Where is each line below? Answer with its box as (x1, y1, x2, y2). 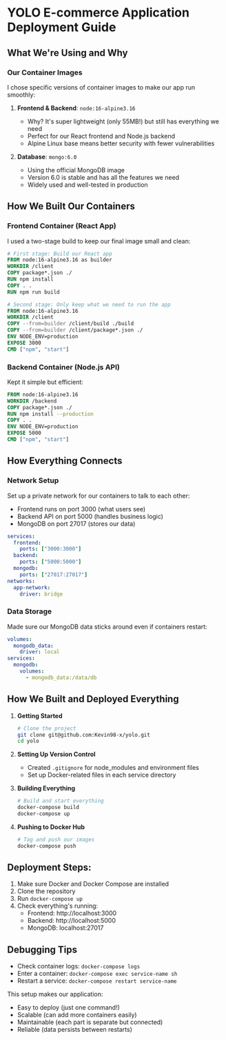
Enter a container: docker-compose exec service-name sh (17, 970, 178, 978)
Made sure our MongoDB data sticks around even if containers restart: (7, 622, 208, 631)
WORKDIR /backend (7, 398, 57, 405)
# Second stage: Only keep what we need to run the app (7, 301, 171, 308)
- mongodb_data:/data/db (25, 674, 97, 681)
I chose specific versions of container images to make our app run (7, 83, 196, 91)
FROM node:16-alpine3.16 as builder (7, 256, 112, 263)
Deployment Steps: (7, 861, 92, 873)
